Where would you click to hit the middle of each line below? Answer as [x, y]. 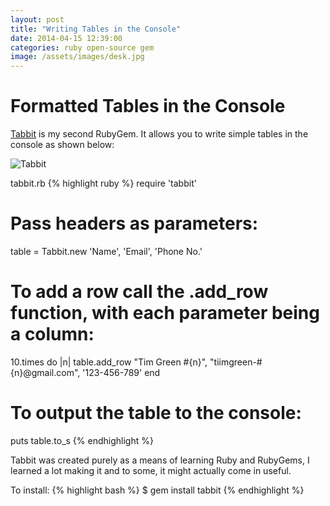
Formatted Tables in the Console [148, 106]
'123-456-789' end [121, 372]
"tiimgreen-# [236, 362]
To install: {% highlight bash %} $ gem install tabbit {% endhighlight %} [157, 490]
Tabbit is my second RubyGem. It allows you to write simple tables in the [159, 134]
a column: [52, 334]
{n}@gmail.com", [45, 372]
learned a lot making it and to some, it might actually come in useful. [151, 470]
